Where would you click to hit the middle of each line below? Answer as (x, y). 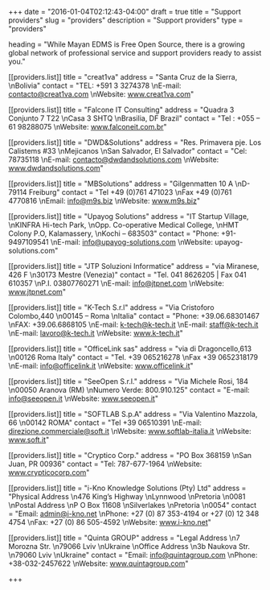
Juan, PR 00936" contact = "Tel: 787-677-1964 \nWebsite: (105, 464)
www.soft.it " (29, 439)
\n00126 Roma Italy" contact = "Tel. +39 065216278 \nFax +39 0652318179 (133, 357)
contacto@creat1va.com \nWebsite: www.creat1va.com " (101, 94)
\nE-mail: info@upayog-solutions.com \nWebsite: (131, 242)
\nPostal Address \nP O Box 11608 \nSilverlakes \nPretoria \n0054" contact (133, 505)
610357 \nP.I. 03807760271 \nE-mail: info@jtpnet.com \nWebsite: (117, 283)
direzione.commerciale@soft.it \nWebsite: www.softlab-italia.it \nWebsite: (130, 431)
